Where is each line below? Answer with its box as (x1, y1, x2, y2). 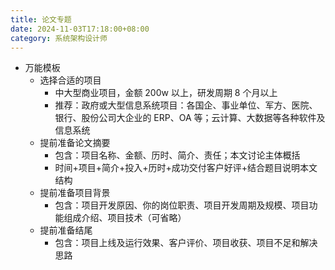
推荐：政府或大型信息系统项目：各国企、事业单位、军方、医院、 (54, 99, 318, 111)
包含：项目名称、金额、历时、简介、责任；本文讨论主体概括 (54, 149, 301, 161)
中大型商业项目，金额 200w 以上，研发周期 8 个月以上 (54, 87, 278, 99)
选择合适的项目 (39, 74, 102, 86)
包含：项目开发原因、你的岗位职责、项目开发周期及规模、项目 (54, 199, 310, 211)
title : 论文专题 (10, 14, 72, 25)
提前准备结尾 (39, 224, 93, 236)
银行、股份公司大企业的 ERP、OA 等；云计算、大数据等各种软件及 (54, 112, 326, 124)
